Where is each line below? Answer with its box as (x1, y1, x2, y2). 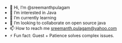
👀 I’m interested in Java (9, 10, 57, 15)
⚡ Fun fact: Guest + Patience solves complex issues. (9, 33, 115, 38)
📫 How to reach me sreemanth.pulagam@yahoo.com (9, 26, 117, 31)
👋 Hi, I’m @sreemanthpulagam (9, 5, 70, 10)
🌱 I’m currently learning (9, 15, 57, 20)
